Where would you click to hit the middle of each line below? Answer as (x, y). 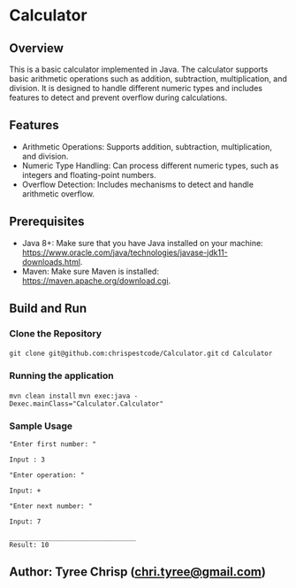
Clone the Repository (56, 333)
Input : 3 (27, 460)
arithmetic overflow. (58, 193)
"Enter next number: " (51, 506)
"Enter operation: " (47, 475)
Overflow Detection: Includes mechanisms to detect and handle (138, 184)
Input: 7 (25, 522)
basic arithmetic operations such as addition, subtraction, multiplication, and (148, 79)
